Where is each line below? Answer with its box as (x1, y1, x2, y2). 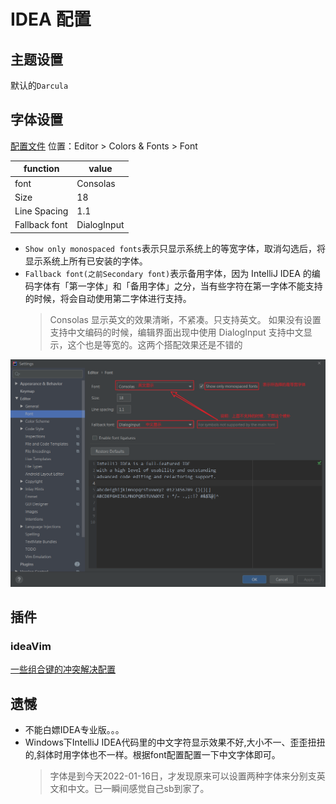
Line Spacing (14, 205, 69, 217)
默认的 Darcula (10, 80, 69, 91)
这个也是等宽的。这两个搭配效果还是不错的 (67, 338, 243, 350)
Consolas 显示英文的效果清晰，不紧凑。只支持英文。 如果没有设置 (49, 313, 322, 325)
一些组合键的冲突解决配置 (10, 663, 116, 675)
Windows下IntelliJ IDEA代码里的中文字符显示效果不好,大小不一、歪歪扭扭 (24, 736, 326, 749)
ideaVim (10, 639, 52, 653)
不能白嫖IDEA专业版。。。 (24, 724, 125, 736)
